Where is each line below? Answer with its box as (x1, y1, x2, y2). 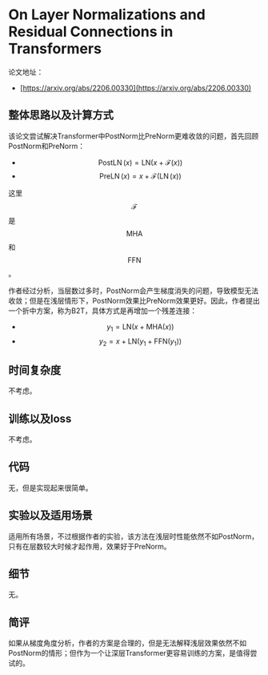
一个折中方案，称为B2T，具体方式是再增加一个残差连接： (8, 306, 198, 315)
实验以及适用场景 (8, 508, 93, 522)
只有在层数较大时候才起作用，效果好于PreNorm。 (8, 541, 171, 551)
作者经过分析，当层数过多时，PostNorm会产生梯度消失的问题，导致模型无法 (8, 286, 258, 295)
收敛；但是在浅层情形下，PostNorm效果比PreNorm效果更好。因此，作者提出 (8, 295, 260, 305)
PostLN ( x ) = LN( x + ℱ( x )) (98, 158, 183, 167)
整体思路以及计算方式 (8, 108, 114, 122)
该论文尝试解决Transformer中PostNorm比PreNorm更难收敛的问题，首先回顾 (8, 131, 259, 141)
